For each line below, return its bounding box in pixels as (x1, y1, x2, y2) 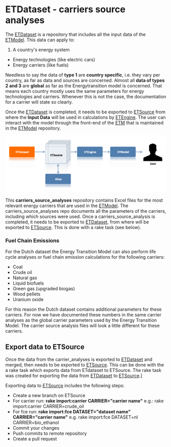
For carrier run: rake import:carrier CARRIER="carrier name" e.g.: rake (12, 398, 164, 404)
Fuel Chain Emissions (5, 237, 60, 244)
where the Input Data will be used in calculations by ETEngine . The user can (5, 114, 166, 120)
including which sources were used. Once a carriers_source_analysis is (5, 213, 156, 219)
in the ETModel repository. (5, 125, 61, 131)
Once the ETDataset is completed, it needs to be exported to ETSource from (5, 109, 166, 115)
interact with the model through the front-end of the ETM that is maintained (5, 119, 164, 126)
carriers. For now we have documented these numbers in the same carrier (5, 312, 162, 318)
